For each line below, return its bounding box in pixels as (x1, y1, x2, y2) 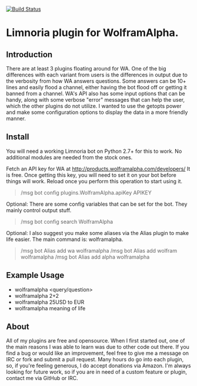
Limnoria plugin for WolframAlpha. (6, 26, 179, 39)
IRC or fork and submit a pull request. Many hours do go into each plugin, (6, 356, 184, 363)
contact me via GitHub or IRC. (6, 375, 78, 382)
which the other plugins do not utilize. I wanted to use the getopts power (6, 103, 182, 109)
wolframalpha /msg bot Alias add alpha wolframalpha (20, 253, 150, 260)
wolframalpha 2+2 (14, 292, 59, 299)
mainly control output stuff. (6, 206, 72, 214)
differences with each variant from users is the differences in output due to (6, 71, 188, 78)
